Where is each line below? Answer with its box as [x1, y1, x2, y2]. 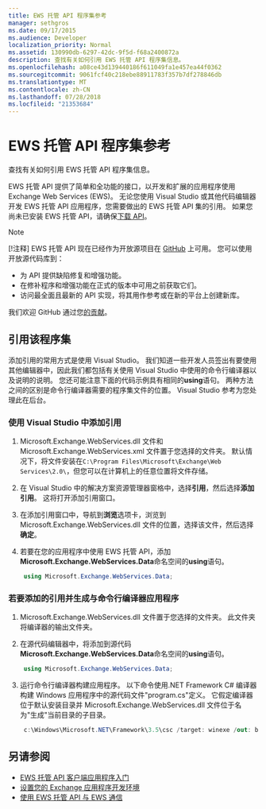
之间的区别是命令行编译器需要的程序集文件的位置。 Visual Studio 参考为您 [8, 385, 250, 394]
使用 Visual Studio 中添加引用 [8, 416, 121, 428]
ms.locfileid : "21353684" [8, 100, 94, 108]
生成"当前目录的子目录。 [30, 710, 110, 720]
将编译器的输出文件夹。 [19, 622, 97, 632]
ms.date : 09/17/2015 [8, 26, 77, 34]
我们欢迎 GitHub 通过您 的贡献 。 [8, 308, 112, 317]
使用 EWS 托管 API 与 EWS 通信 [19, 792, 123, 802]
